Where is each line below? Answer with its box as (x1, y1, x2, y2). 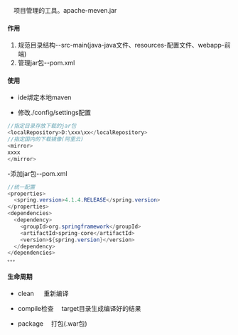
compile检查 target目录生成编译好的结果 (17, 304, 141, 313)
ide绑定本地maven (17, 93, 72, 101)
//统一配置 (7, 183, 36, 190)
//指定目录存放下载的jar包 (7, 123, 77, 130)
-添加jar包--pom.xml (7, 169, 67, 177)
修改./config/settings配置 (17, 109, 92, 117)
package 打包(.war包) (17, 319, 87, 328)
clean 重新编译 (17, 290, 69, 298)
